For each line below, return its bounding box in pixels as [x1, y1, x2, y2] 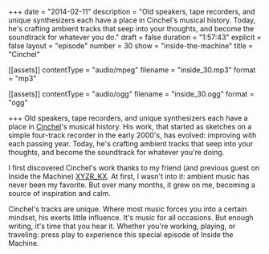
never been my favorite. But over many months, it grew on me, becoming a [8, 180, 255, 190]
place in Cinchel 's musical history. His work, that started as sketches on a [8, 122, 252, 131]
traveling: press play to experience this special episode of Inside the [8, 230, 234, 240]
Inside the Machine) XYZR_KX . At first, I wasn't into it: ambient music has [8, 172, 250, 181]
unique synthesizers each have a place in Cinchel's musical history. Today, [8, 15, 256, 25]
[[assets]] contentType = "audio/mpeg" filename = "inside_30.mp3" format [8, 65, 256, 75]
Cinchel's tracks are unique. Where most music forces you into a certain [8, 204, 247, 214]
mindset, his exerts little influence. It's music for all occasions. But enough [8, 213, 255, 222]
